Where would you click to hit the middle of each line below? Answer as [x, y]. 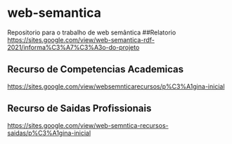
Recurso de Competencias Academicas [96, 69]
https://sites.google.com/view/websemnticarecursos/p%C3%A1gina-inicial [116, 86]
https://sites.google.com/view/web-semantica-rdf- [81, 39]
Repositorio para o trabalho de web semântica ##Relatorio [92, 32]
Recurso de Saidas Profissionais [79, 109]
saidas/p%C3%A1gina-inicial [49, 133]
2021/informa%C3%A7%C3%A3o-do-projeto [73, 47]
